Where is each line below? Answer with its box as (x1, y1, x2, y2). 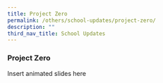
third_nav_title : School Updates (7, 30, 106, 37)
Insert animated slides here (7, 69, 87, 77)
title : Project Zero (7, 10, 68, 18)
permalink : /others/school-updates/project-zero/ (7, 17, 157, 24)
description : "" (7, 23, 55, 30)
